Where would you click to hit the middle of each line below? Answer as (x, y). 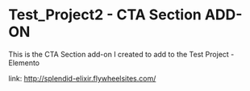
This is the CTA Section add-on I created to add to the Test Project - (121, 54)
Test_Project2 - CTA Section (105, 15)
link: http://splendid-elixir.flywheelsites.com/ (82, 78)
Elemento (24, 63)
